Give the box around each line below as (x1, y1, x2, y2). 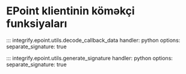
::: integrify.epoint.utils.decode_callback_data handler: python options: (6, 36, 181, 44)
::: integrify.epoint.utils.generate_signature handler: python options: (6, 54, 173, 61)
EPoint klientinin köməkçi (6, 4, 135, 18)
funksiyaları (6, 17, 67, 30)
